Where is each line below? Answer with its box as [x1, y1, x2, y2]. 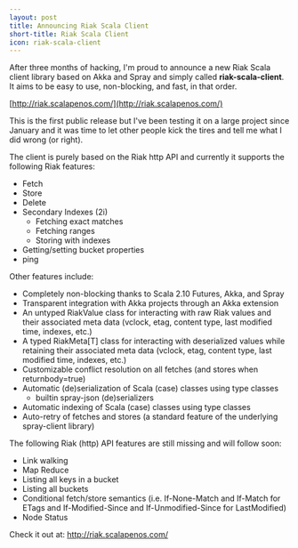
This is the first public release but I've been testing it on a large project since [9, 116, 290, 126]
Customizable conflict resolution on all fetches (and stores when [21, 364, 259, 375]
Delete [21, 197, 47, 208]
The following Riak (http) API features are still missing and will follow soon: [9, 438, 282, 449]
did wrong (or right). [9, 134, 84, 145]
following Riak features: [9, 161, 96, 172]
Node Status [21, 512, 68, 523]
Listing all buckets [21, 484, 89, 495]
